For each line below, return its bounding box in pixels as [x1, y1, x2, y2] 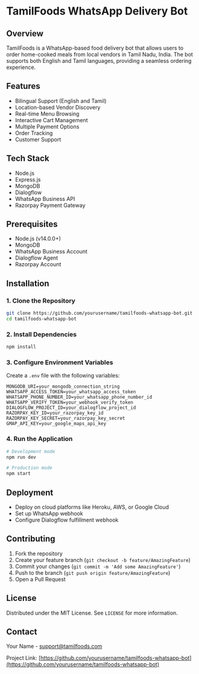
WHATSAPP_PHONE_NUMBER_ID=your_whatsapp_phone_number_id [6, 394, 153, 401]
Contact [6, 626, 37, 636]
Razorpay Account [14, 261, 62, 268]
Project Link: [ [6, 655, 41, 662]
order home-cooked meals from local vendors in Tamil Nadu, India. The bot [6, 51, 193, 58]
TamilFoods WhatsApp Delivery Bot [6, 4, 188, 18]
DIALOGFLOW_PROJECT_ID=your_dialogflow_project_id [6, 405, 136, 411]
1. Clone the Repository [6, 296, 75, 305]
